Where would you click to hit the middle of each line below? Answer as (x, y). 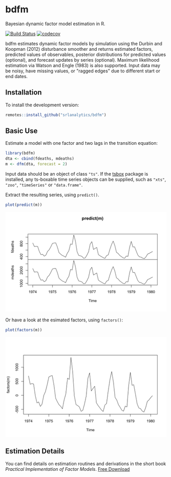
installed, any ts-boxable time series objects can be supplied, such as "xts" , (86, 179)
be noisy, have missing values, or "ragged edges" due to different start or (83, 71)
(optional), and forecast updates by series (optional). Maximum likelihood (82, 60)
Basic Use (22, 131)
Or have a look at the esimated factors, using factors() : (64, 320)
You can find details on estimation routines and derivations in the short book (86, 464)
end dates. (17, 76)
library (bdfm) (20, 153)
